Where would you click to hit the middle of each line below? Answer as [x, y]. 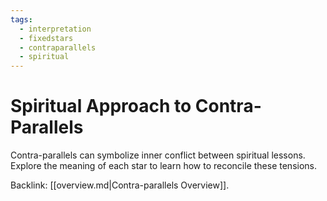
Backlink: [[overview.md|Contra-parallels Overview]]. [120, 185]
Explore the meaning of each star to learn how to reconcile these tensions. [163, 166]
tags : [21, 19]
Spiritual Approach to [101, 106]
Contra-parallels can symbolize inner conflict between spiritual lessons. [158, 155]
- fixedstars [46, 38]
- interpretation [55, 29]
